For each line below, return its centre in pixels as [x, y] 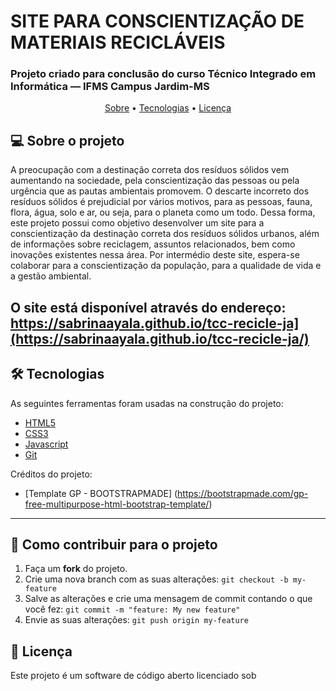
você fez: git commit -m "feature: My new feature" [132, 609]
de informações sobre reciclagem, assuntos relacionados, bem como [153, 244]
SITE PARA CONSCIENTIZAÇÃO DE [157, 21]
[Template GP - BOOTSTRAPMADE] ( [101, 493]
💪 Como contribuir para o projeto [114, 544]
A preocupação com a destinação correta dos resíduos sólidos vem [150, 170]
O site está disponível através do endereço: [148, 307]
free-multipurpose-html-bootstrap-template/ [117, 504]
